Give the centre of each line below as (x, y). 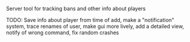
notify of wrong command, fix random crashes (63, 33)
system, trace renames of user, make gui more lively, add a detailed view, (95, 26)
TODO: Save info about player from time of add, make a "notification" (90, 20)
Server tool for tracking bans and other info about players (76, 9)
